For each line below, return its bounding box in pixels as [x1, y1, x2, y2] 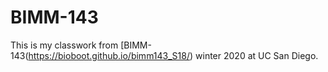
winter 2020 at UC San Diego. [195, 49, 319, 61]
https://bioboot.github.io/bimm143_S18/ [28, 49, 190, 61]
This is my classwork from [10, 39, 119, 51]
